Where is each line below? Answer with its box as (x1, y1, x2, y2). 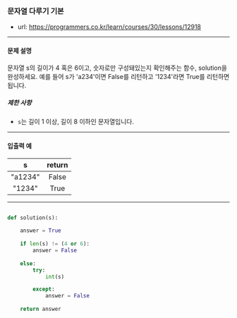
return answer (20, 305, 61, 313)
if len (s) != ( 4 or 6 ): (20, 240, 90, 247)
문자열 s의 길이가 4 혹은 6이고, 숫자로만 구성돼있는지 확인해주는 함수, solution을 (7, 63, 228, 72)
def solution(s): (7, 214, 59, 221)
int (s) (44, 273, 65, 280)
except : (32, 286, 55, 293)
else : (20, 259, 37, 267)
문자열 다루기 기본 (7, 6, 65, 16)
